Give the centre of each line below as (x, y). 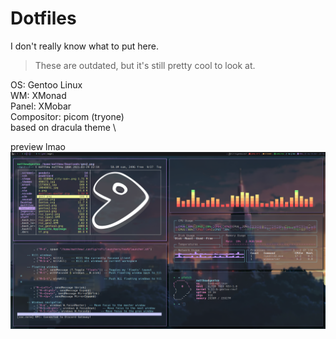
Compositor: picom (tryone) (67, 116)
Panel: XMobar (41, 106)
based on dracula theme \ (63, 127)
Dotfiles (43, 18)
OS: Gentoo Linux (46, 84)
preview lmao (38, 146)
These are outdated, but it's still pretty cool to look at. (145, 65)
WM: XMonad (38, 95)
